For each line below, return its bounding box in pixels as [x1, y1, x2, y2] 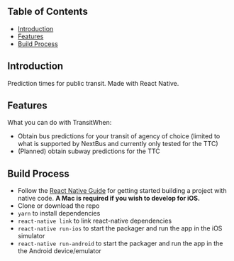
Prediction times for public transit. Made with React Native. [7, 79, 179, 87]
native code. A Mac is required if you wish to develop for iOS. [17, 194, 201, 203]
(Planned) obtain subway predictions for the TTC [17, 147, 161, 155]
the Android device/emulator [17, 247, 101, 255]
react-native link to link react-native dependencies [17, 216, 172, 226]
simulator [17, 232, 45, 240]
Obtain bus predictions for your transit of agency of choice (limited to [17, 132, 221, 140]
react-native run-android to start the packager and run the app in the [17, 239, 223, 248]
